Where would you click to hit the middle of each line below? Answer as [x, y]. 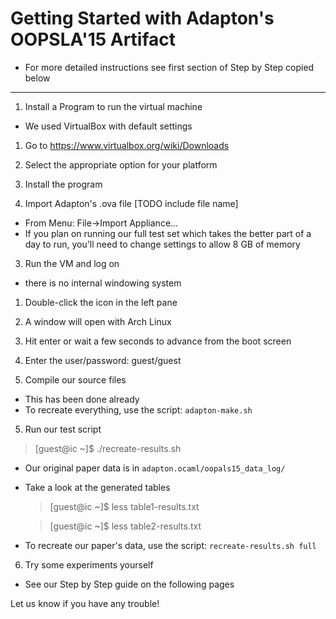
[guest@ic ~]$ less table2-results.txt [125, 526]
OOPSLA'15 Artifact [93, 39]
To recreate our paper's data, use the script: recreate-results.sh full [170, 545]
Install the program [63, 184]
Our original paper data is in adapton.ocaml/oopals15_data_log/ [155, 468]
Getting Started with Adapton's [142, 18]
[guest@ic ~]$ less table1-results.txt [124, 506]
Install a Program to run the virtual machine [113, 106]
